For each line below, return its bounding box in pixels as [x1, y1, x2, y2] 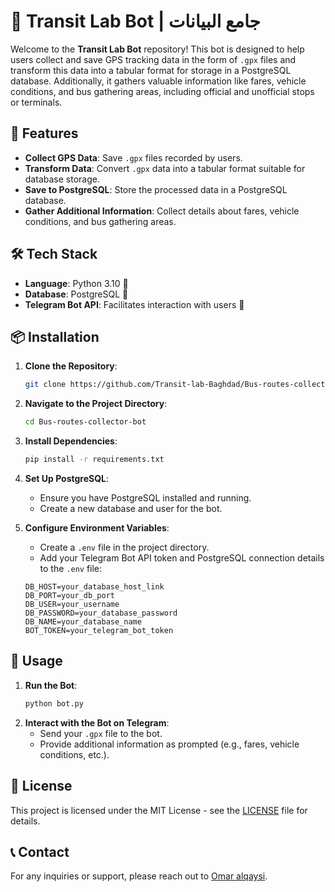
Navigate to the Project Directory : [24, 398, 168, 410]
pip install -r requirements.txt [24, 455, 165, 465]
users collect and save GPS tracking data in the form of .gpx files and [10, 53, 297, 65]
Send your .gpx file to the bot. [39, 727, 163, 739]
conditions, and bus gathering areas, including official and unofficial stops [10, 85, 315, 97]
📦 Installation [10, 328, 100, 345]
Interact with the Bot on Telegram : [24, 716, 170, 729]
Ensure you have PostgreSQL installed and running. [39, 492, 252, 504]
